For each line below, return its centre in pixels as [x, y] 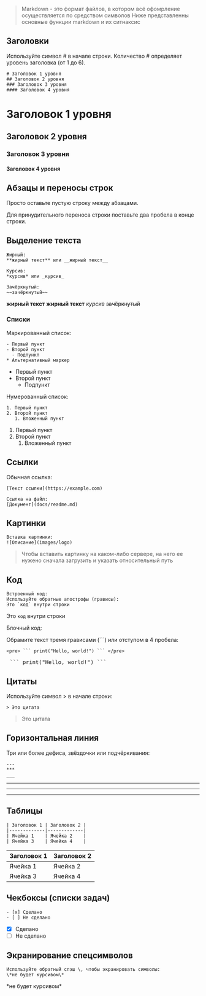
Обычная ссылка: [29, 477]
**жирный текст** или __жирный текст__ [57, 260]
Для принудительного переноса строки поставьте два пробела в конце [100, 215]
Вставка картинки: [30, 537]
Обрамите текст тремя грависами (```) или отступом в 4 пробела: [93, 640]
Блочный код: [24, 628]
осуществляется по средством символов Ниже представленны [105, 15]
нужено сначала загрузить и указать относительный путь [97, 560]
